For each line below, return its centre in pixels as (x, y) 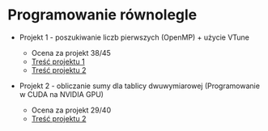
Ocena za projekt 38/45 (71, 53)
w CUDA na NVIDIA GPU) (62, 94)
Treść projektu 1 (58, 61)
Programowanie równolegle (102, 15)
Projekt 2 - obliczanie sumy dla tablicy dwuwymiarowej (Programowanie (140, 86)
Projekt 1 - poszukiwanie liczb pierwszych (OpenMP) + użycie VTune (134, 37)
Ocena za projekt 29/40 (71, 110)
